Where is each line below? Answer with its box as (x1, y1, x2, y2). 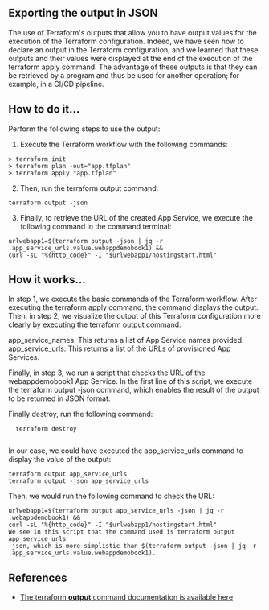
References (8, 571, 67, 584)
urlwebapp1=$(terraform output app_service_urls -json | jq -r (8, 507, 225, 515)
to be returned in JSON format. (8, 394, 111, 403)
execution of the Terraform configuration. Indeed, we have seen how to (8, 36, 245, 46)
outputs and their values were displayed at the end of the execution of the (8, 53, 253, 63)
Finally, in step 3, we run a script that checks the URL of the (8, 368, 206, 377)
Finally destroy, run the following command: (8, 410, 153, 419)
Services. (8, 352, 40, 362)
